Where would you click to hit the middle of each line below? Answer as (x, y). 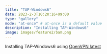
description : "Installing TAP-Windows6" (47, 28)
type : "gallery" (22, 19)
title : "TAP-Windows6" (28, 10)
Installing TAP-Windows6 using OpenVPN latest (53, 46)
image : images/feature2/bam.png (38, 32)
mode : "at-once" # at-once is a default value (53, 23)
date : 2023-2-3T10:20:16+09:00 (37, 14)
